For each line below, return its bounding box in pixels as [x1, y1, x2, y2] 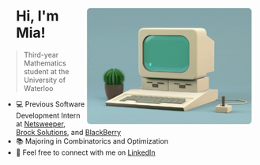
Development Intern [15, 111, 81, 120]
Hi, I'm [15, 7, 59, 25]
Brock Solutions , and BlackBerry [15, 127, 121, 137]
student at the [23, 66, 70, 76]
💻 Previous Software [15, 99, 85, 109]
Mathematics [23, 58, 66, 68]
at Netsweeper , [15, 118, 66, 129]
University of [23, 75, 66, 84]
